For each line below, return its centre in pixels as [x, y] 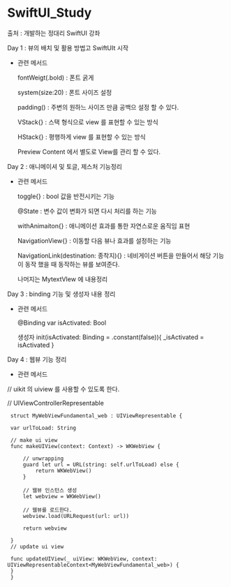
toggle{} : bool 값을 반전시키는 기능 [66, 196]
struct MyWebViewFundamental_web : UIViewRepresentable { [96, 416]
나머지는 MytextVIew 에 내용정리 [62, 279]
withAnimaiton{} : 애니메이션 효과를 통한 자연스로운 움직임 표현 [104, 225]
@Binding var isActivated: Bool [62, 322]
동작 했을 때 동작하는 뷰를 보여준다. [72, 264]
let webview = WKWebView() [62, 496]
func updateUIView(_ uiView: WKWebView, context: [84, 559]
